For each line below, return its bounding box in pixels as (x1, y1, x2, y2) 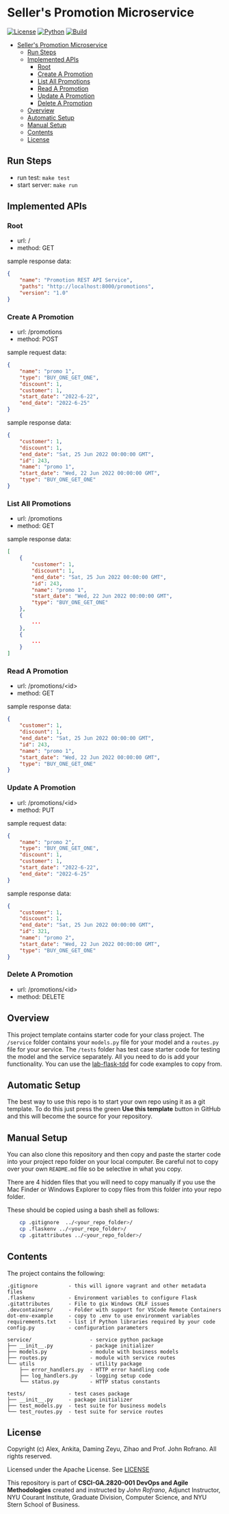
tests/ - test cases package (7, 1390, 130, 1397)
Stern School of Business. (7, 1500, 80, 1509)
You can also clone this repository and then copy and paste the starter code (7, 1150, 221, 1158)
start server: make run (16, 180, 79, 189)
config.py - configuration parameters (7, 1324, 148, 1331)
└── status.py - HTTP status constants (19, 1378, 161, 1385)
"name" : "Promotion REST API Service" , (19, 277, 133, 284)
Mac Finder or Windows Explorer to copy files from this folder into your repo (7, 1185, 222, 1193)
